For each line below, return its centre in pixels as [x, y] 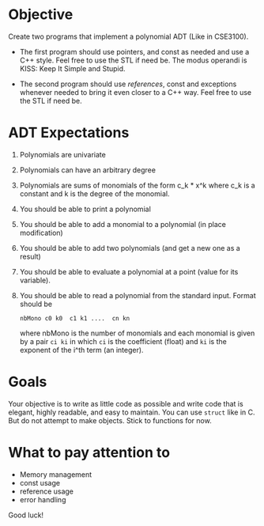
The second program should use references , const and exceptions [128, 84]
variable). [35, 280]
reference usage [46, 491]
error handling [43, 499]
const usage [40, 482]
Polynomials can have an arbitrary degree [88, 170]
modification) [41, 233]
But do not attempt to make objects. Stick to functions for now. [110, 420]
